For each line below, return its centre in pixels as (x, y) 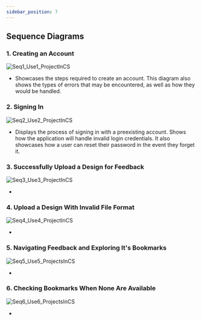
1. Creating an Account (40, 53)
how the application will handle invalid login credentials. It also (92, 138)
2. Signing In (25, 107)
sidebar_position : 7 (32, 12)
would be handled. (38, 91)
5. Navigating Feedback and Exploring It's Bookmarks (87, 248)
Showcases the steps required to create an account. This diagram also (103, 79)
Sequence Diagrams (45, 37)
